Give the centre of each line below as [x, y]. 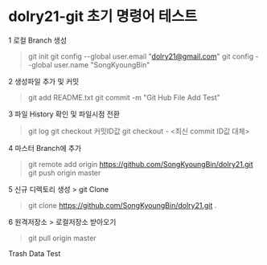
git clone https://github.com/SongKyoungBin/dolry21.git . [122, 205]
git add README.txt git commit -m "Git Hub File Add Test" [124, 97]
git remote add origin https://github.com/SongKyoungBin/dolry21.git [140, 164]
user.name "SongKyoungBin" [102, 64]
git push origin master [64, 173]
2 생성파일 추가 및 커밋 [44, 81]
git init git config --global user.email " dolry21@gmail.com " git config [141, 56]
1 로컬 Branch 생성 [37, 40]
